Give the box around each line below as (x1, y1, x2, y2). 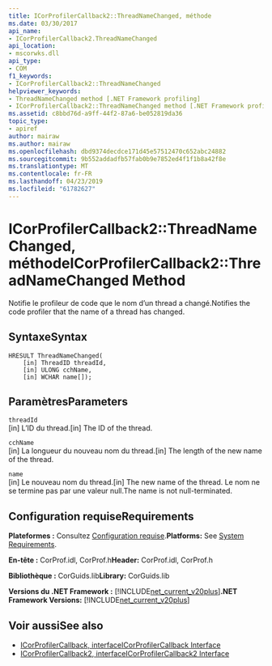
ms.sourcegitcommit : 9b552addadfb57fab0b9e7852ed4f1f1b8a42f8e (8, 155, 227, 163)
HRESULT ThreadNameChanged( (8, 351, 104, 360)
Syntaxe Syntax (8, 330, 87, 344)
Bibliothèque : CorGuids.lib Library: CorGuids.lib (8, 571, 170, 581)
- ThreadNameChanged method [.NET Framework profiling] (8, 95, 201, 103)
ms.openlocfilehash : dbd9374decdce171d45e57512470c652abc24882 (8, 147, 227, 155)
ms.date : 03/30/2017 (8, 19, 79, 28)
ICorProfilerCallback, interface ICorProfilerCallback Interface (19, 640, 221, 650)
